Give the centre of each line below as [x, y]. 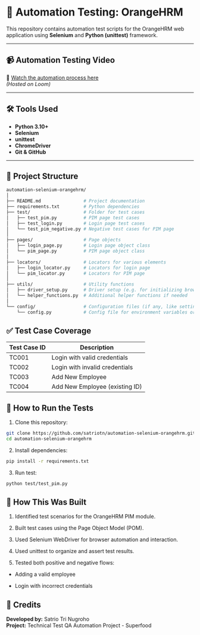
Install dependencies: [41, 450]
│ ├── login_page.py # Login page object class [78, 246]
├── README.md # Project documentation [76, 201]
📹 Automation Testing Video [60, 60]
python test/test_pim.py [37, 483]
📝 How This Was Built [46, 502]
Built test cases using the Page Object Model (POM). [79, 528]
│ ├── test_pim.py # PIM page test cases [73, 217]
